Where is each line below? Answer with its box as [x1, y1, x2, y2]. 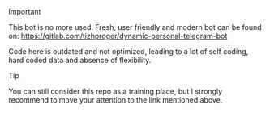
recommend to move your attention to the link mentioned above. [8, 95, 223, 104]
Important [8, 7, 41, 16]
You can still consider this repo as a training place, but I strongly [8, 86, 223, 96]
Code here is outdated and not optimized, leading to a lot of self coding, [8, 47, 249, 56]
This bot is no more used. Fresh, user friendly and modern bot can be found [8, 23, 262, 31]
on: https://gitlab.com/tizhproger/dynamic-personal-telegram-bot [8, 31, 228, 40]
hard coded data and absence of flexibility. [8, 56, 152, 65]
